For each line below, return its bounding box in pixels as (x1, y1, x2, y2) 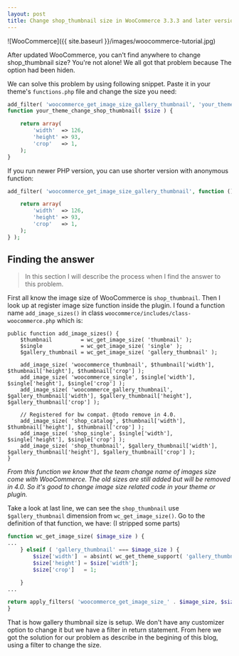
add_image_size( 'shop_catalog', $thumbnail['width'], (20, 418, 186, 425)
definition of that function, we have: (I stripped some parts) (7, 519, 181, 528)
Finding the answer (7, 254, 95, 266)
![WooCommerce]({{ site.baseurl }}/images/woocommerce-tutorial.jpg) (7, 36, 216, 45)
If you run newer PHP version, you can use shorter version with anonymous (7, 166, 229, 175)
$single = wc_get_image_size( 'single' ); (20, 343, 183, 350)
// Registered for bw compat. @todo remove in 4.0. (20, 411, 176, 419)
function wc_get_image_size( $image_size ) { (7, 533, 144, 540)
